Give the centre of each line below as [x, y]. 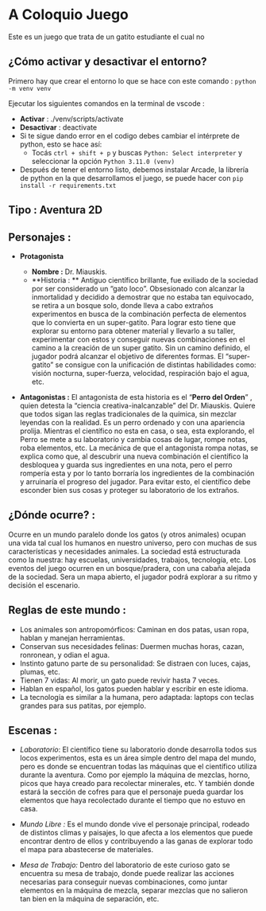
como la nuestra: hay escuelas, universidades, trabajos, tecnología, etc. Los [132, 560]
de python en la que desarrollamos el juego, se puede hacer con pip [131, 178]
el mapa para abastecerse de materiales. [86, 850]
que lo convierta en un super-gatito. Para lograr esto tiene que [134, 322]
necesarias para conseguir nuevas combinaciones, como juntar [123, 882]
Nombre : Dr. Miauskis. [69, 272]
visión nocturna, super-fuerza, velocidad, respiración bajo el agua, [141, 373]
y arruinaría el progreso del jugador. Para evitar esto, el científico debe [135, 481]
